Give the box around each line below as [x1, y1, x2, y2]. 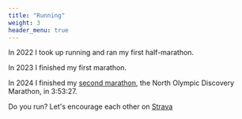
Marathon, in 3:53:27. [8, 87, 78, 96]
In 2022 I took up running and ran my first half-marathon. [8, 48, 195, 58]
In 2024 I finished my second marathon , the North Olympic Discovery [8, 78, 235, 87]
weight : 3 [8, 19, 41, 27]
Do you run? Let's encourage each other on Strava [8, 102, 173, 111]
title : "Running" [8, 11, 66, 20]
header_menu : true [8, 26, 69, 34]
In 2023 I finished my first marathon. [8, 63, 127, 73]
